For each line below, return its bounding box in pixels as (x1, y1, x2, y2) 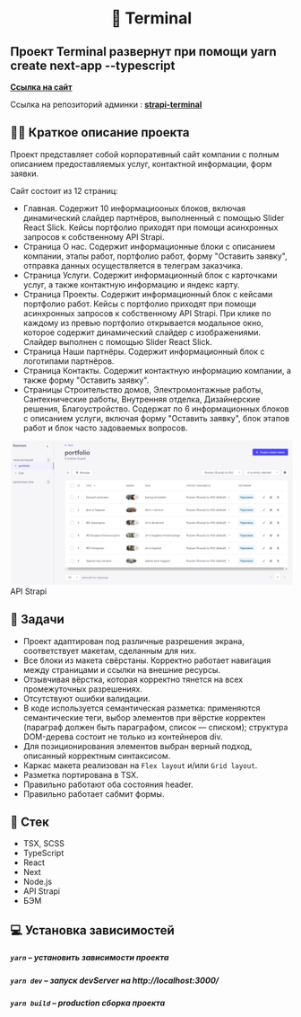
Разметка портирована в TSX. (22, 769, 139, 780)
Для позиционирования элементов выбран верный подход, (22, 740, 253, 751)
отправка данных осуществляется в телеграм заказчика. (22, 260, 244, 270)
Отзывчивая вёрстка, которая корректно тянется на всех (22, 674, 244, 685)
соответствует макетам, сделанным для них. (22, 645, 197, 656)
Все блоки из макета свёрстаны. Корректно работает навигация (22, 655, 271, 666)
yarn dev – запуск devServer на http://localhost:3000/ (10, 975, 219, 986)
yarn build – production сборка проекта (10, 997, 166, 1009)
